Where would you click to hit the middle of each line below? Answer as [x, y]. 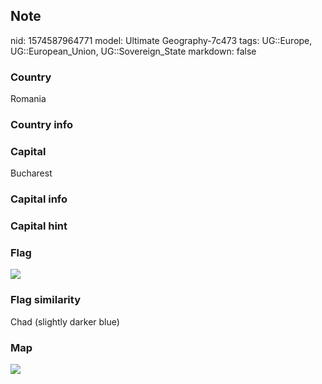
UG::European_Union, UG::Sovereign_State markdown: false [133, 51]
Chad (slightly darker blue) [65, 321]
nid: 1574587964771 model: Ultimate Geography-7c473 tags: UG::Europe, [161, 40]
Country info [41, 125]
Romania [28, 99]
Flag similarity [45, 300]
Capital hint [39, 226]
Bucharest [31, 173]
